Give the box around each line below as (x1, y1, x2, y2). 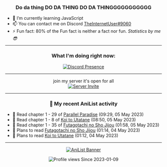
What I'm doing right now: (51, 53, 116, 59)
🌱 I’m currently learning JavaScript (12, 15, 83, 21)
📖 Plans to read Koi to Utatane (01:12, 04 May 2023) (12, 132, 118, 138)
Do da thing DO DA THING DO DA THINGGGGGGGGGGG (15, 4, 152, 11)
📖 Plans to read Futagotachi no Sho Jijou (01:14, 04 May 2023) (12, 127, 140, 133)
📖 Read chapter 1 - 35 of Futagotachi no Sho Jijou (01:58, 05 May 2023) (12, 122, 160, 128)
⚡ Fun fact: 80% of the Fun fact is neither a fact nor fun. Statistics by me (12, 28, 161, 34)
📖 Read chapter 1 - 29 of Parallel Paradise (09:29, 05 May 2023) (12, 111, 144, 117)
